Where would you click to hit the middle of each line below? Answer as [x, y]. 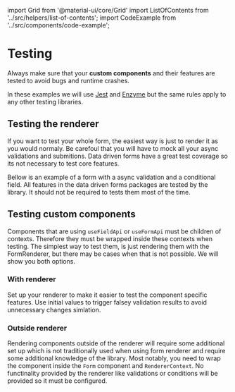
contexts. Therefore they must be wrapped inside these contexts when [110, 238]
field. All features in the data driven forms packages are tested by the [108, 184]
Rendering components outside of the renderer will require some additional [116, 343]
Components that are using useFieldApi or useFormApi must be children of [114, 231]
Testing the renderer [53, 124]
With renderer [32, 279]
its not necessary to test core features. [63, 163]
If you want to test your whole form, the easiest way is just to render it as [113, 141]
